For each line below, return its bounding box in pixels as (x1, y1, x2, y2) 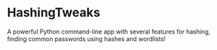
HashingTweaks (7, 5, 101, 21)
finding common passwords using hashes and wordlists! (7, 34, 166, 42)
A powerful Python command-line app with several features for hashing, (7, 27, 211, 36)
